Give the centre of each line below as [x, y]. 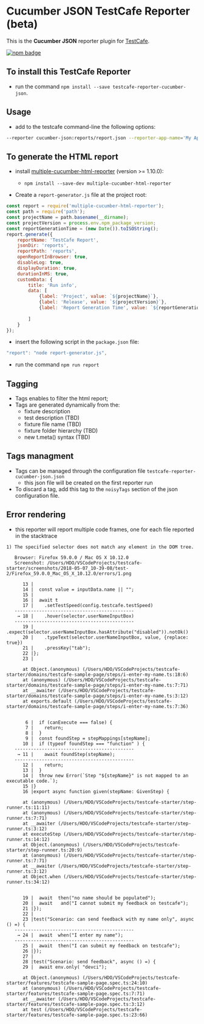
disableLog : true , [40, 263]
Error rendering [36, 515]
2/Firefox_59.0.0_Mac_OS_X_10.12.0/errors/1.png [69, 573]
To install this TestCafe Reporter [69, 72]
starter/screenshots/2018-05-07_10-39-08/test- [68, 568]
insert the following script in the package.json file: [77, 342]
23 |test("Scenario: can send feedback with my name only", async [108, 919]
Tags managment [40, 456]
